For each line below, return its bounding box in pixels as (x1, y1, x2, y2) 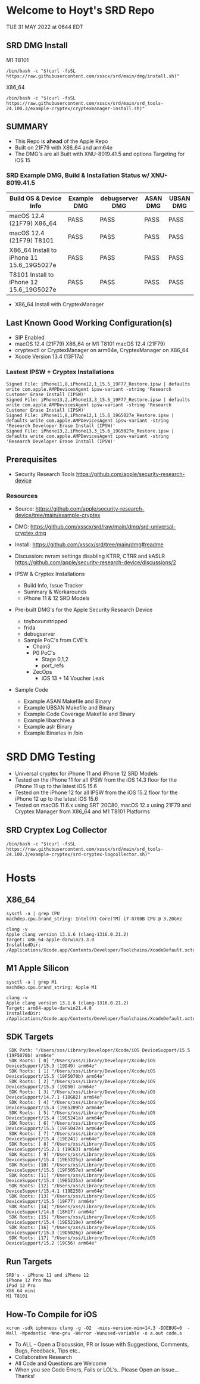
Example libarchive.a (23, 717, 75, 724)
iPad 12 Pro (6, 1283, 36, 1289)
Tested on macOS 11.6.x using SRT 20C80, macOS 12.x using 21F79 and (14, 802, 192, 809)
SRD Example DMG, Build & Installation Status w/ (6, 171, 150, 179)
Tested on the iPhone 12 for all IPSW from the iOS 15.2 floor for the (14, 789, 178, 796)
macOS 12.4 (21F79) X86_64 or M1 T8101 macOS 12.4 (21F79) (14, 340, 165, 347)
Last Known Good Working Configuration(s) (6, 318, 173, 328)
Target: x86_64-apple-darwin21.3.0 (6, 937, 95, 943)
